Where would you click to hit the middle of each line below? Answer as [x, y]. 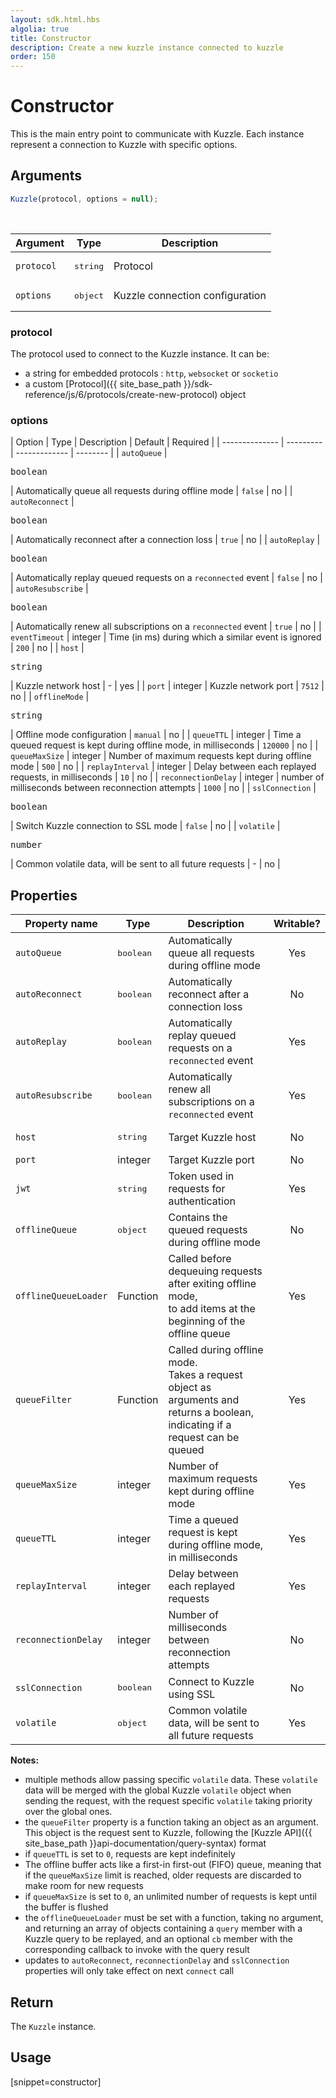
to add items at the [212, 1309]
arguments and [204, 1400]
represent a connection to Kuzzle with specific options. [124, 145]
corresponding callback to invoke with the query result [137, 1950]
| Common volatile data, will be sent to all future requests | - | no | [145, 864]
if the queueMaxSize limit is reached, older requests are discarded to [163, 1875]
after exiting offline [212, 1284]
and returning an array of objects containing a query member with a [163, 1928]
